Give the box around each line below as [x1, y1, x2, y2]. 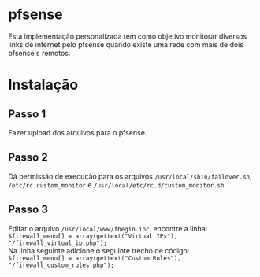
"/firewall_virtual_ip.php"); [8, 238, 108, 247]
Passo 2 [8, 151, 49, 164]
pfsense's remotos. [8, 48, 71, 57]
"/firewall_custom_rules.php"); [8, 261, 114, 269]
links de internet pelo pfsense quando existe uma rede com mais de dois [8, 39, 244, 49]
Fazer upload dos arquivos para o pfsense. [8, 127, 147, 137]
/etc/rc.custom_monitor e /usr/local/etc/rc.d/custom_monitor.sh [8, 179, 225, 190]
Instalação [8, 76, 79, 94]
